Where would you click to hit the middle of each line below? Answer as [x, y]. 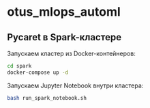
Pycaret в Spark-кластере [64, 37]
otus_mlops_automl [64, 12]
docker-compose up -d [38, 72]
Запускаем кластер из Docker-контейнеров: [72, 53]
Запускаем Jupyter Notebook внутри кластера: [75, 85]
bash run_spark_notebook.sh [47, 98]
